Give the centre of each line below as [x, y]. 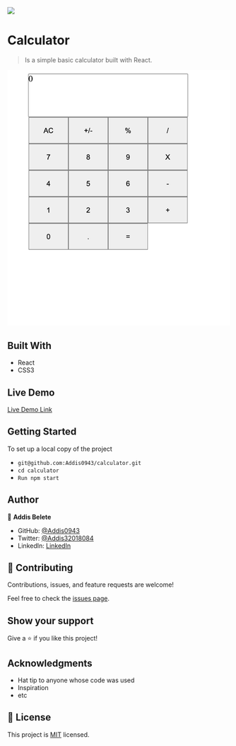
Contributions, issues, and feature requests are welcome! [91, 585]
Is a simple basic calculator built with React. [88, 59]
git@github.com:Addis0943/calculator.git [79, 463]
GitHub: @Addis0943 [48, 530]
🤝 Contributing [40, 567]
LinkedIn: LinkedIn [44, 546]
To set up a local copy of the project [60, 449]
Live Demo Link [30, 409]
